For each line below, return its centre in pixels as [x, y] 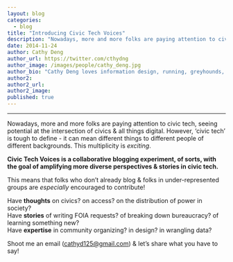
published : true [31, 98]
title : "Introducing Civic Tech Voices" [67, 33]
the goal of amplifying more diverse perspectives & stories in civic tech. [113, 166]
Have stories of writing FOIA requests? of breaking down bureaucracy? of [113, 215]
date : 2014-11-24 [32, 46]
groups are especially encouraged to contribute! [76, 187]
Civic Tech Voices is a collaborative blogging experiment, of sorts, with [112, 159]
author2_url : [26, 85]
